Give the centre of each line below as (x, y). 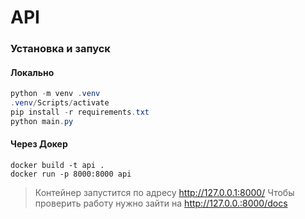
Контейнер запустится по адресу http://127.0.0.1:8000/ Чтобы (164, 193)
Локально (32, 72)
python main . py (42, 121)
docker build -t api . (57, 166)
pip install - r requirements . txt (80, 112)
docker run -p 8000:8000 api (71, 174)
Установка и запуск (60, 49)
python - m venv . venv (55, 94)
